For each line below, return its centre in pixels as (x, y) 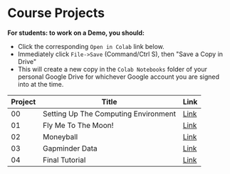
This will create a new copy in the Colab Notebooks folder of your (113, 69)
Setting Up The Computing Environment (109, 114)
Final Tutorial (64, 160)
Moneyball (60, 136)
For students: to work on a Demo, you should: (76, 33)
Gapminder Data (70, 148)
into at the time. (41, 84)
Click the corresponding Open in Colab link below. (91, 46)
